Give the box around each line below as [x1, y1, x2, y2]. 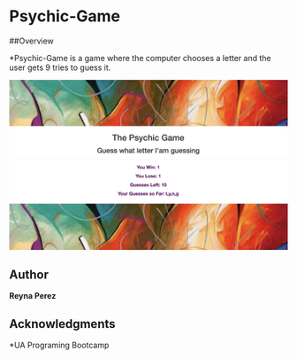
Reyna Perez [9, 291, 57, 301]
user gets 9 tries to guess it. [9, 62, 111, 73]
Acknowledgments [9, 316, 117, 332]
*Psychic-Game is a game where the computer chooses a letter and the [9, 52, 271, 63]
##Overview [9, 35, 55, 46]
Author [9, 267, 49, 282]
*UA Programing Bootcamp [9, 339, 110, 351]
